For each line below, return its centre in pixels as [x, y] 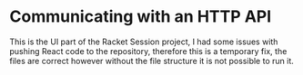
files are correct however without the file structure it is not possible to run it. [151, 61]
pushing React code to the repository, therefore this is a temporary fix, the [148, 51]
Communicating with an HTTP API [141, 17]
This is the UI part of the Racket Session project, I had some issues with [144, 42]
